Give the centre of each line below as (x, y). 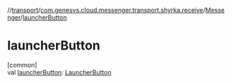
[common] (22, 65)
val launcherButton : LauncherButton (60, 72)
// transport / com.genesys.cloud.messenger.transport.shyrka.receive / (106, 10)
